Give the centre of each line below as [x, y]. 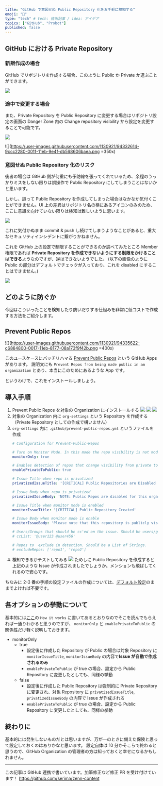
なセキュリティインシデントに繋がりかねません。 [54, 236]
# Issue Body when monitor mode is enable [56, 518]
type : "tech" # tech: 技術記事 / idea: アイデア [52, 18]
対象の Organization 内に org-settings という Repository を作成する [80, 416]
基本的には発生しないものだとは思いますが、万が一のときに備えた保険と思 [79, 739]
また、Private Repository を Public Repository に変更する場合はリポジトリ [79, 116]
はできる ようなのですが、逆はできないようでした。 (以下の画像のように [76, 259]
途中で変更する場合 [27, 104]
